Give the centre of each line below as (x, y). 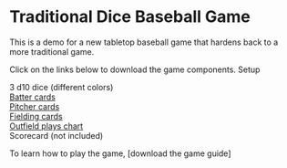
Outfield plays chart (46, 126)
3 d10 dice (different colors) (61, 87)
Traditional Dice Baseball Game (130, 17)
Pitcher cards (35, 106)
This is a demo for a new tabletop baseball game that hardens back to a (144, 42)
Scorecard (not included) (56, 135)
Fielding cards (36, 116)
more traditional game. (52, 51)
